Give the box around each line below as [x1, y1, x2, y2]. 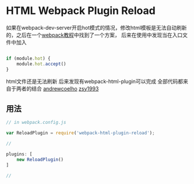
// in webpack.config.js [6, 120, 66, 126]
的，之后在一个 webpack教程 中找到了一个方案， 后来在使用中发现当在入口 [6, 31, 183, 39]
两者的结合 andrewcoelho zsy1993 [16, 85, 99, 92]
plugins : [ [6, 151, 33, 157]
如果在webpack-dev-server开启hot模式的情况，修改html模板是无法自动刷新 [6, 24, 188, 31]
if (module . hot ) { [6, 55, 51, 61]
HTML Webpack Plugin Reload [6, 4, 156, 18]
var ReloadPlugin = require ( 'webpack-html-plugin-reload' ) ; [6, 130, 156, 136]
